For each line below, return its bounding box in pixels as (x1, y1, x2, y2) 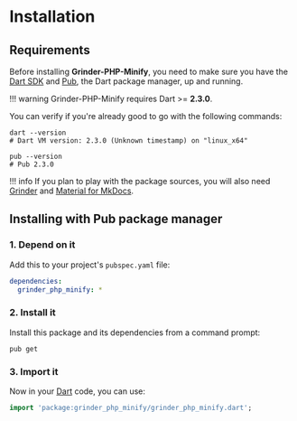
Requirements (9, 42, 90, 58)
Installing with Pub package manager (9, 211, 223, 227)
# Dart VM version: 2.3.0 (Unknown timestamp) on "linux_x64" (9, 136, 248, 145)
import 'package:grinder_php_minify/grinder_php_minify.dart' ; (9, 404, 253, 413)
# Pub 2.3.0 (9, 160, 54, 169)
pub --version (9, 152, 63, 161)
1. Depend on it (9, 239, 76, 251)
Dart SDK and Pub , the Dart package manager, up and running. (9, 76, 244, 87)
